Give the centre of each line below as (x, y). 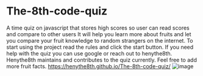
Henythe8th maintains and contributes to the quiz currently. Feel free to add (101, 60)
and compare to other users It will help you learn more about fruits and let (99, 34)
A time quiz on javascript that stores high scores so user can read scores (98, 28)
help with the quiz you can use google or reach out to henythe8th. (89, 53)
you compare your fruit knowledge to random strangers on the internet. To (100, 40)
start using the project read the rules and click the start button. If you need (100, 47)
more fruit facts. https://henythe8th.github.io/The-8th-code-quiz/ (88, 66)
